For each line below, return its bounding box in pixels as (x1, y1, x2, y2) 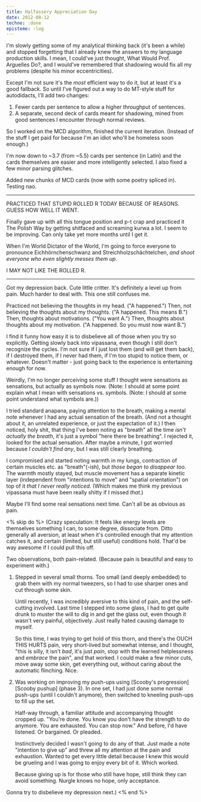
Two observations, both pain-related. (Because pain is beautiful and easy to (6, 555, 193, 563)
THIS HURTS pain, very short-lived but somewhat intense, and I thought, (14, 641, 194, 648)
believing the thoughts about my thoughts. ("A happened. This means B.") (6, 308, 188, 316)
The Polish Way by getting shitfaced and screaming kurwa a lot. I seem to (6, 224, 187, 232)
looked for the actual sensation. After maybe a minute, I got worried (6, 439, 173, 446)
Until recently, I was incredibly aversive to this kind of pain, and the (14, 598, 181, 605)
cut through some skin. (14, 586, 72, 594)
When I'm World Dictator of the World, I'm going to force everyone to (6, 242, 176, 250)
